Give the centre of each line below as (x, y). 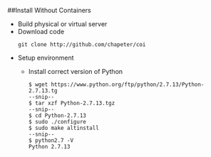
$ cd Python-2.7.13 (57, 116)
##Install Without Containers (49, 10)
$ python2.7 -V (51, 141)
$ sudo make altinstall (64, 128)
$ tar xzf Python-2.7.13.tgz (72, 103)
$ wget (38, 85)
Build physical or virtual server (62, 24)
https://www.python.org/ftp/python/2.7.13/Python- (128, 85)
